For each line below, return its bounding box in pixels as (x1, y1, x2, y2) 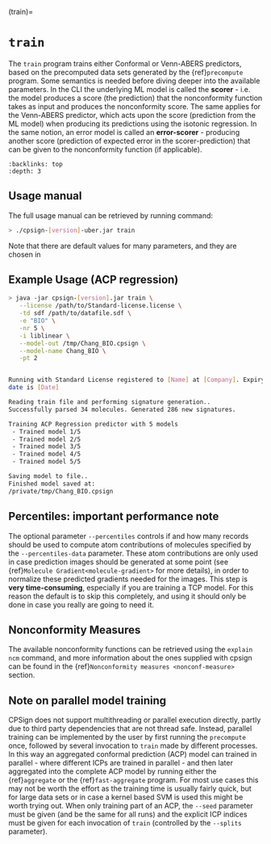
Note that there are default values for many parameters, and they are (8, 241, 237, 250)
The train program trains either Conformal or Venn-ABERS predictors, (8, 58, 242, 68)
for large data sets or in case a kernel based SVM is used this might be (8, 792, 244, 802)
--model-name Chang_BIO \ (19, 346, 106, 355)
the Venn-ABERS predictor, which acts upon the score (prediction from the (8, 110, 256, 120)
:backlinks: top (8, 160, 63, 168)
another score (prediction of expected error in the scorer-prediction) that (8, 136, 251, 145)
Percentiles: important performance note (8, 510, 219, 523)
